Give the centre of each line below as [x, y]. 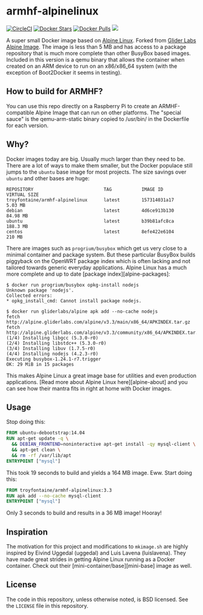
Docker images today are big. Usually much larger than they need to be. [96, 159]
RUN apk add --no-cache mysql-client [54, 496]
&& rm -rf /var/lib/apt [41, 455]
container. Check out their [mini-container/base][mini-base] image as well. [99, 566]
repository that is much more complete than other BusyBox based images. [99, 53]
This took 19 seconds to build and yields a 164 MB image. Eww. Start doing [99, 472]
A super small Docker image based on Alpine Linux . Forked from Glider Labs [101, 40]
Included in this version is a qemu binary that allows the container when [95, 59]
